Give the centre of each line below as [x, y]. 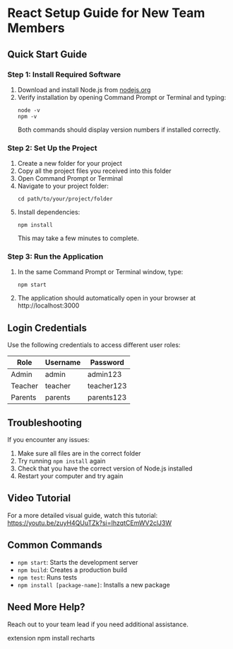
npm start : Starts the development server [78, 562]
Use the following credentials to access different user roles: [94, 345]
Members [36, 28]
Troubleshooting [45, 423]
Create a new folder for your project [70, 164]
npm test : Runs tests [47, 577]
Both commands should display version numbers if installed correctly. [119, 130]
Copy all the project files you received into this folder [94, 171]
